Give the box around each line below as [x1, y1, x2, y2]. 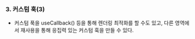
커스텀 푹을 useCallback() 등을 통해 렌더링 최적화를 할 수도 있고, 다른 [14, 19, 174, 27]
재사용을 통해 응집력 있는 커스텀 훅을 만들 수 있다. [20, 27, 134, 34]
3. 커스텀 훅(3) [5, 5, 45, 13]
